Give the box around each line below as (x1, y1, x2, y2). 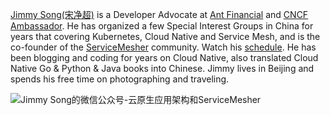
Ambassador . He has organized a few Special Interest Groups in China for (10, 20, 314, 32)
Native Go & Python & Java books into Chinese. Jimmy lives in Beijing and (10, 63, 315, 74)
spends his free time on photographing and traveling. (10, 73, 230, 85)
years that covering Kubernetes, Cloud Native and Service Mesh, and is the (10, 31, 321, 42)
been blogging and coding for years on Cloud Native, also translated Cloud (10, 52, 319, 63)
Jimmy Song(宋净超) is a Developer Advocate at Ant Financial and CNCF (10, 9, 309, 20)
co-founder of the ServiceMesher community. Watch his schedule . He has (10, 41, 317, 53)
